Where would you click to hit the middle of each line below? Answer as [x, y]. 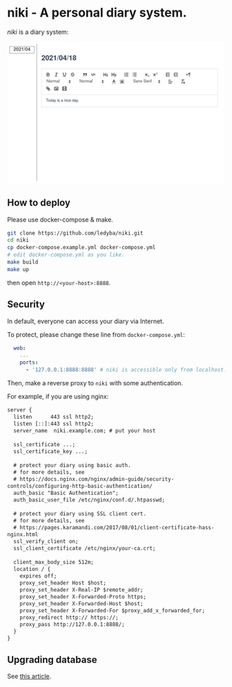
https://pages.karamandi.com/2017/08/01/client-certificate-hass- [117, 528]
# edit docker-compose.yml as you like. [66, 255]
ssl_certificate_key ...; [51, 452]
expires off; [38, 576]
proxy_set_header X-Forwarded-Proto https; [83, 597]
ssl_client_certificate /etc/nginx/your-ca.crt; [85, 549]
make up [18, 269]
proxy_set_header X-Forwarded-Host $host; [81, 604]
